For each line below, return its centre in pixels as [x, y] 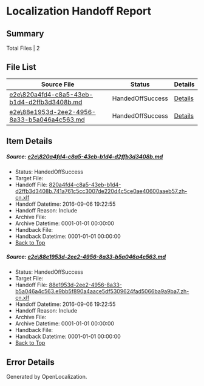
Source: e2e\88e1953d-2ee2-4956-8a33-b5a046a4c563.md [86, 257]
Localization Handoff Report [79, 11]
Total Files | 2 [23, 48]
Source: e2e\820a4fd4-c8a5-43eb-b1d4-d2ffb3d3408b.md [85, 157]
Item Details [29, 141]
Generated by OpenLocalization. [47, 376]
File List [21, 67]
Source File [58, 84]
